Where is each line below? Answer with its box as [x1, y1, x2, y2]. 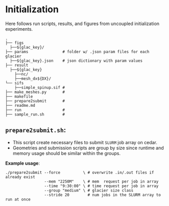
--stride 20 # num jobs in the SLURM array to [44, 192, 161, 197]
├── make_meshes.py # [5, 89, 65, 95]
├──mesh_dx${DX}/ [14, 76, 52, 81]
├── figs [5, 40, 24, 45]
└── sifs [5, 80, 24, 85]
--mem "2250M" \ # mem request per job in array [44, 179, 159, 184]
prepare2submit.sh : [5, 126, 66, 134]
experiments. [5, 26, 33, 32]
